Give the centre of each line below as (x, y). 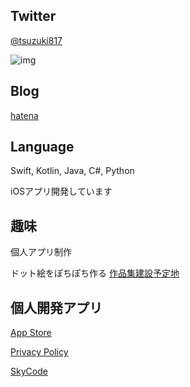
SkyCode (29, 371)
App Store (31, 333)
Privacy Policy (39, 352)
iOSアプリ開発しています (61, 191)
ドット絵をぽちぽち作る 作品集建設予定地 (95, 273)
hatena (24, 115)
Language (42, 147)
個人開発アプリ (56, 307)
